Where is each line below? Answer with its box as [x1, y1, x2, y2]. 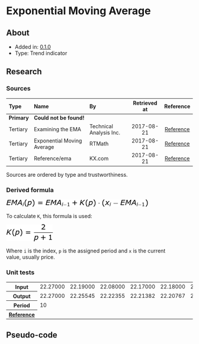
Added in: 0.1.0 [14, 43, 52, 50]
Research [6, 67, 43, 77]
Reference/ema [33, 155, 72, 162]
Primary [8, 114, 29, 122]
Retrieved [133, 99, 158, 107]
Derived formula [6, 186, 54, 194]
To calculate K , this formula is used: [6, 212, 92, 219]
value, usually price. [6, 253, 55, 261]
